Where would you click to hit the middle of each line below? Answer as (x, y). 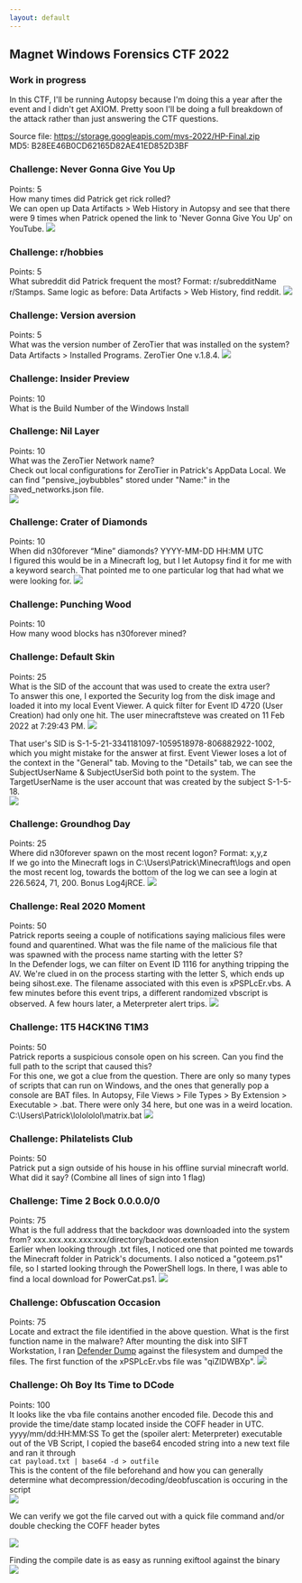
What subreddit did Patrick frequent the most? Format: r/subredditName (143, 281)
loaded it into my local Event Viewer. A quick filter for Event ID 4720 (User (146, 705)
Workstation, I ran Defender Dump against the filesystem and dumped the (146, 1351)
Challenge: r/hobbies (56, 252)
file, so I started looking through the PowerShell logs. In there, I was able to (149, 1269)
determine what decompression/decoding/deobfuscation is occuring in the (149, 1480)
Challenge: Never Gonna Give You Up (92, 170)
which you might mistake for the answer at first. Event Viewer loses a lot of (148, 753)
